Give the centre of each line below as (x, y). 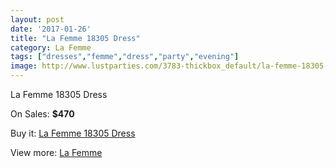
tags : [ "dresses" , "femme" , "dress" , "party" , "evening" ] (125, 57)
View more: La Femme (56, 152)
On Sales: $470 (42, 114)
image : (24, 66)
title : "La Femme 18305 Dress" (75, 38)
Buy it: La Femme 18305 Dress (73, 133)
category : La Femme (51, 47)
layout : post (37, 19)
